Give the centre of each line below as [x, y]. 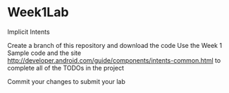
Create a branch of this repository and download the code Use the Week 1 [115, 45]
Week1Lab [38, 12]
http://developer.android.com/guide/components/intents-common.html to [114, 60]
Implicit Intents [29, 32]
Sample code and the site [44, 53]
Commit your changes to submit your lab [66, 81]
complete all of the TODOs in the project [66, 68]
